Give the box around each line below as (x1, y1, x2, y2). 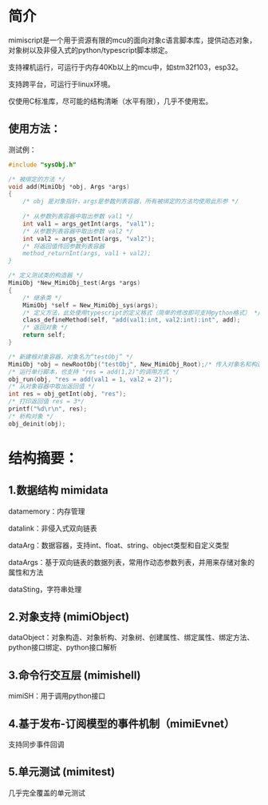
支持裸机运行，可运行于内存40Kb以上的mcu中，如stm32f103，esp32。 (8, 62, 243, 72)
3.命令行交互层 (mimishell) (8, 668, 141, 682)
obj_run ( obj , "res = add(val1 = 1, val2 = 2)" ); (8, 375, 173, 383)
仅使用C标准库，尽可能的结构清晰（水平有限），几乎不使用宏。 (8, 96, 213, 106)
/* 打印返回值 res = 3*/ (8, 398, 85, 406)
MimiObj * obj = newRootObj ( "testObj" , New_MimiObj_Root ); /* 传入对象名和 (8, 360, 251, 368)
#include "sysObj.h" (8, 161, 77, 169)
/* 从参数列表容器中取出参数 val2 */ (22, 227, 134, 235)
